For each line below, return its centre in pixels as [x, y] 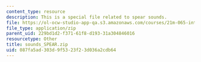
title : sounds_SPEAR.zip [37, 45]
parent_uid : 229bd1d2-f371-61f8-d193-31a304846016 [71, 34]
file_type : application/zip [41, 28]
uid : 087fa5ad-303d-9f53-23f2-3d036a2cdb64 [61, 50]
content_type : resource [36, 12]
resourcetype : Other [32, 39]
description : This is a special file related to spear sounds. [87, 17]
